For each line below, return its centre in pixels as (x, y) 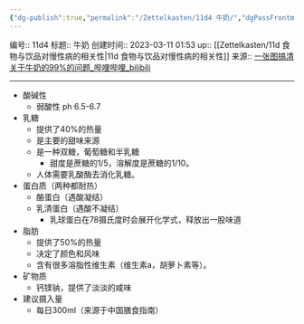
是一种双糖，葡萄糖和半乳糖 (88, 151)
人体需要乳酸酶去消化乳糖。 (88, 174)
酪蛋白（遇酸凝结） (72, 196)
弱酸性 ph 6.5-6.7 (68, 106)
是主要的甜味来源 (68, 140)
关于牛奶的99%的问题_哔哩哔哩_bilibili (80, 67)
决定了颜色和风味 (68, 253)
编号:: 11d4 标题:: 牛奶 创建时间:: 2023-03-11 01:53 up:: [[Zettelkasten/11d (145, 44)
